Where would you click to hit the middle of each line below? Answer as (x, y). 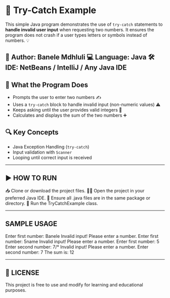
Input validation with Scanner (42, 152)
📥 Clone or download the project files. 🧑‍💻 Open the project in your (75, 190)
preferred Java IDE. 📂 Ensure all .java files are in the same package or (78, 198)
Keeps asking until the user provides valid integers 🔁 (67, 110)
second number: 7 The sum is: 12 (40, 252)
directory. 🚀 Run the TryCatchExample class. (52, 203)
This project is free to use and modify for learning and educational (74, 285)
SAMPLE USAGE (31, 224)
